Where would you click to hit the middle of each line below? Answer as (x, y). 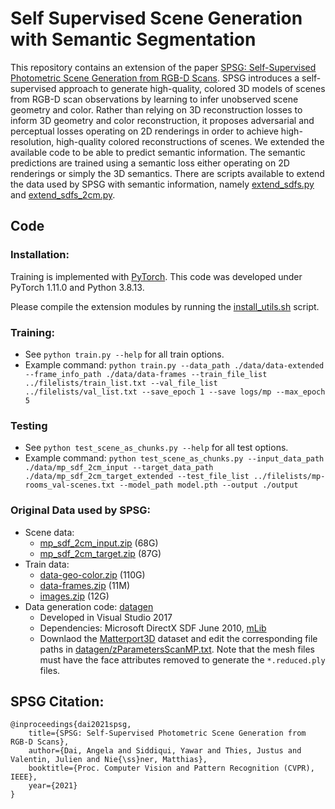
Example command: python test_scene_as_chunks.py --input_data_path (174, 458)
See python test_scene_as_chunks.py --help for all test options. (156, 448)
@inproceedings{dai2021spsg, (71, 725)
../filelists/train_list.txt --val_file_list (121, 383)
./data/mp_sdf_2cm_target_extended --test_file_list (137, 477)
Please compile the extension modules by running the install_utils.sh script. (165, 306)
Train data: (47, 564)
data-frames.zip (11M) (85, 585)
